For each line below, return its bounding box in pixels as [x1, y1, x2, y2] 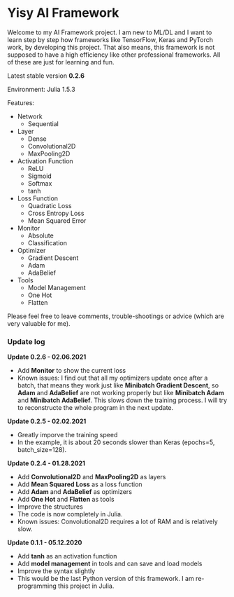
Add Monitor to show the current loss [17, 366, 126, 375]
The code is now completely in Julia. [17, 510, 123, 519]
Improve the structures [17, 502, 84, 511]
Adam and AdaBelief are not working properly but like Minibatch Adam [17, 389, 225, 397]
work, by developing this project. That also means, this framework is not [7, 43, 215, 51]
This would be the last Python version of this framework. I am [17, 575, 194, 583]
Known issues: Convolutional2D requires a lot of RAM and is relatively [17, 517, 218, 526]
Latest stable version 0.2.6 [7, 71, 85, 80]
